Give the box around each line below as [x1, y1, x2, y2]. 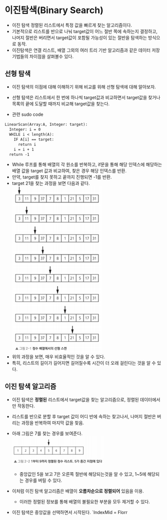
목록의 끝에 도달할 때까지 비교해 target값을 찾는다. [11, 101, 110, 107]
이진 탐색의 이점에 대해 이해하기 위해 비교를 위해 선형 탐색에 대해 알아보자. [11, 84, 156, 90]
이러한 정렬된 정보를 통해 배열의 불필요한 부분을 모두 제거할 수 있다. [19, 498, 150, 504]
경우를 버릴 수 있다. [24, 477, 62, 483]
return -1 [9, 152, 29, 157]
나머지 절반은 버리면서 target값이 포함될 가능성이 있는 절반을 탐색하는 [11, 35, 147, 41]
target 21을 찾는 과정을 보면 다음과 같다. [11, 180, 90, 186]
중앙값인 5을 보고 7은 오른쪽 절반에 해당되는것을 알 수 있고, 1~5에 [19, 471, 146, 477]
